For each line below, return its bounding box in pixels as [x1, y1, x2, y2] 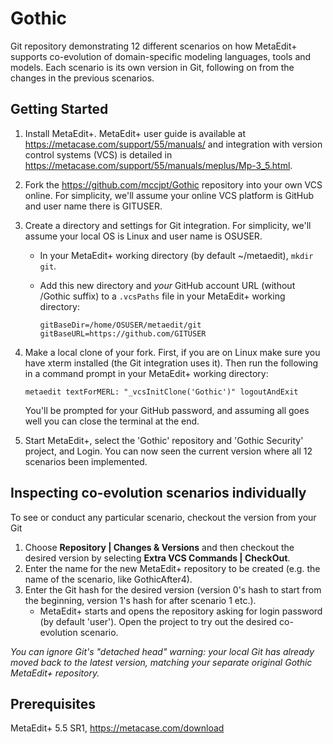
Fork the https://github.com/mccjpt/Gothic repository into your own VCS [24, 178, 323, 191]
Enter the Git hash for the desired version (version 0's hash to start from [24, 583, 322, 596]
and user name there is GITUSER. [24, 200, 163, 212]
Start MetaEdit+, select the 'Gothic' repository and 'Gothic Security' [24, 434, 304, 446]
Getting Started [10, 101, 109, 118]
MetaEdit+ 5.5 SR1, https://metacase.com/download [10, 722, 225, 734]
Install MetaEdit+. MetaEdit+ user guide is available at [24, 127, 247, 139]
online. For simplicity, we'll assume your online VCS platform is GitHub [24, 189, 315, 201]
